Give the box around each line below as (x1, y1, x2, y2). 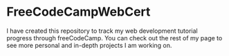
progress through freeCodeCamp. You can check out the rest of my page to (6, 33, 223, 42)
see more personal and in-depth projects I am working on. (6, 41, 172, 49)
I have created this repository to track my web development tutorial (6, 27, 198, 35)
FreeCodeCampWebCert (6, 4, 151, 20)
